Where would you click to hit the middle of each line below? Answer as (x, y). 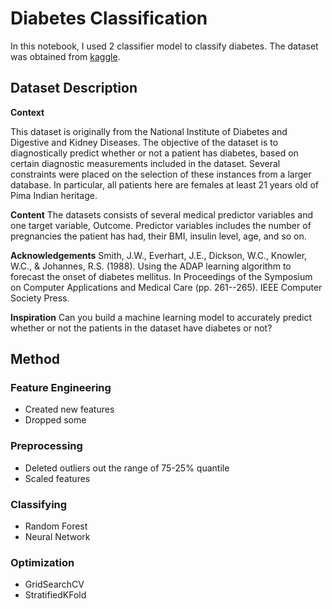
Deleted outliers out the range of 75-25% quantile (127, 468)
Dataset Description (74, 88)
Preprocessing (46, 446)
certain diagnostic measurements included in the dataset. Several (145, 163)
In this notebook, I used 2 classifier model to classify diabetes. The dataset (164, 46)
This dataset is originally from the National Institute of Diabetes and (149, 131)
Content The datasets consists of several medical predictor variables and (162, 214)
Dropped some (55, 420)
